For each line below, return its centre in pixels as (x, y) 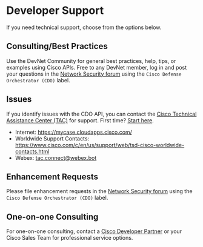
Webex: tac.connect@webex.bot (56, 157)
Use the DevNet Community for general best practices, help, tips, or (91, 61)
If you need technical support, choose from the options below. (84, 27)
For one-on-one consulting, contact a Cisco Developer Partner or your (94, 231)
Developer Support (55, 11)
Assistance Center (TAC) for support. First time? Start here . (80, 120)
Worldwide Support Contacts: (52, 138)
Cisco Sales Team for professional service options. (70, 238)
